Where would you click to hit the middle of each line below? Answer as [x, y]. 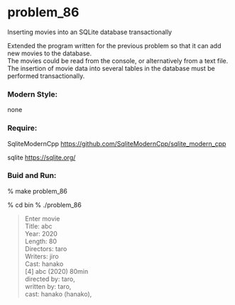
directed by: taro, [50, 279]
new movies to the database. [50, 53]
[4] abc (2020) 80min [56, 271]
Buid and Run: [32, 176]
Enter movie [42, 218]
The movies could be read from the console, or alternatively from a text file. [118, 60]
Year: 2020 [41, 233]
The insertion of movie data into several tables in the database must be [111, 68]
